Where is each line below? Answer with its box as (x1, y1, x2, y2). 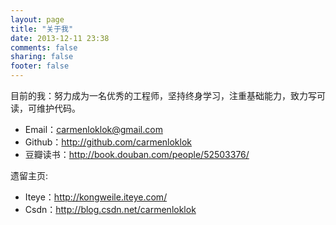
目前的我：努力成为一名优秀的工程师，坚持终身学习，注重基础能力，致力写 (10, 90, 317, 101)
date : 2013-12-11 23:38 (10, 33, 110, 43)
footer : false (10, 61, 70, 71)
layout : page (10, 14, 65, 25)
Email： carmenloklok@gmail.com (24, 124, 163, 135)
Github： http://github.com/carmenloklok (24, 136, 193, 148)
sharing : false (10, 52, 74, 62)
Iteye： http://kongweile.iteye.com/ (24, 191, 168, 203)
